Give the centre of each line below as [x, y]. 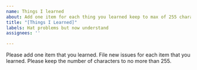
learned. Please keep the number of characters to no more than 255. [89, 61]
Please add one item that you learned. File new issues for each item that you [98, 55]
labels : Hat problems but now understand [57, 28]
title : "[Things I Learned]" [42, 22]
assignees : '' [23, 33]
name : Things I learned [35, 11]
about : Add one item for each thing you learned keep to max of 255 [91, 17]
